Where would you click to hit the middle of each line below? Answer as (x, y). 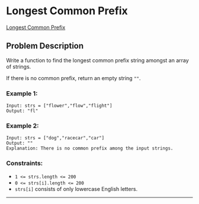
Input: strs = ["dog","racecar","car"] (55, 138)
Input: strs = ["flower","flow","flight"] (59, 106)
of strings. (19, 66)
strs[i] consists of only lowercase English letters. (76, 189)
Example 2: (23, 126)
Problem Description (45, 46)
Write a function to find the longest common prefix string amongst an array (98, 60)
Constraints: (25, 163)
